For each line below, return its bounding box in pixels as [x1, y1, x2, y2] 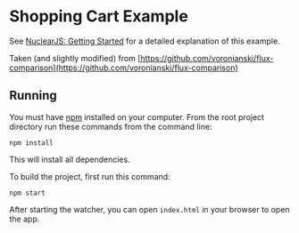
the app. [9, 213, 40, 224]
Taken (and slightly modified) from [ [9, 52, 141, 63]
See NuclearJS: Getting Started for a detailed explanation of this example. [9, 36, 280, 46]
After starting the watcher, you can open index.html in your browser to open [9, 204, 290, 214]
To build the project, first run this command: [9, 171, 171, 181]
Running [9, 88, 58, 103]
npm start [9, 189, 46, 197]
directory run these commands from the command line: [9, 121, 212, 132]
